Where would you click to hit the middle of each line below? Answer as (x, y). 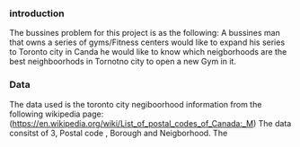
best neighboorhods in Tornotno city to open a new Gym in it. (123, 62)
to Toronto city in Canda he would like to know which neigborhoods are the (148, 52)
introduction (37, 13)
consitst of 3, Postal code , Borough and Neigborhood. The (119, 133)
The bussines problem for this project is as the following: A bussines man (145, 33)
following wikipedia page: (57, 114)
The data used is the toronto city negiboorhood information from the (136, 104)
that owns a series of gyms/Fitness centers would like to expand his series (147, 42)
